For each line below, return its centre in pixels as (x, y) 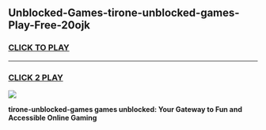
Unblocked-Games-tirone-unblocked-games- (124, 13)
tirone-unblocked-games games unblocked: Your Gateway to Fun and (125, 109)
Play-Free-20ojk (49, 26)
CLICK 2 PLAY (36, 77)
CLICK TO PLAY (39, 48)
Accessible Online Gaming (53, 117)
